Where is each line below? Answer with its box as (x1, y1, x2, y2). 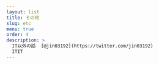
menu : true (6, 26, 34, 32)
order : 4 (6, 32, 29, 38)
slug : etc (6, 20, 32, 26)
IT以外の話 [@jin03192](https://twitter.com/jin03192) (12, 43, 154, 49)
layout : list (6, 9, 40, 15)
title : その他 (6, 15, 40, 21)
